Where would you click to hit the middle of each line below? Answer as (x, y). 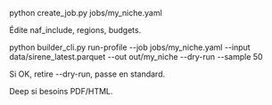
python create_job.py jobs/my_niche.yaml (86, 13)
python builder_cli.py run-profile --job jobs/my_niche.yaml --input (130, 47)
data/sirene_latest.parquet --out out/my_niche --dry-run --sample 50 (136, 57)
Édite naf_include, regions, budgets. (75, 30)
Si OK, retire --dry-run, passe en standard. (87, 74)
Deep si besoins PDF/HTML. (61, 91)
